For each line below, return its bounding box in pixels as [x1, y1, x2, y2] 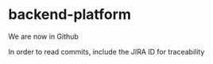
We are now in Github [8, 32, 79, 41]
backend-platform [8, 6, 131, 24]
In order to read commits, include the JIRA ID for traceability [8, 47, 205, 56]
